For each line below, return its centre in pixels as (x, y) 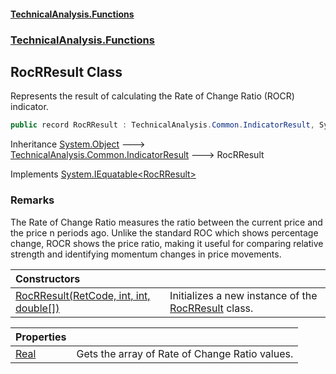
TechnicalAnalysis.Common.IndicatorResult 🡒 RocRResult (137, 155)
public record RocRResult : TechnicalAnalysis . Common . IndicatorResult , (162, 125)
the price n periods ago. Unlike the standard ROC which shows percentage (164, 232)
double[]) (37, 308)
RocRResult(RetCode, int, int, (83, 295)
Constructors (48, 278)
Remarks (32, 200)
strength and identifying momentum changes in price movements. (146, 254)
